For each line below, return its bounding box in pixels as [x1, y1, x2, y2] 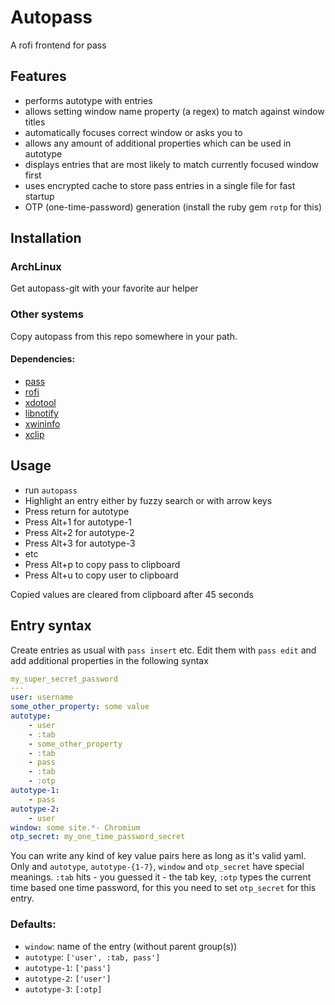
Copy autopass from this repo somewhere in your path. [10, 330, 238, 342]
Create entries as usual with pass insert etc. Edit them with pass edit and [10, 644, 317, 656]
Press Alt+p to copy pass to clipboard [24, 558, 181, 570]
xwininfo [24, 417, 61, 430]
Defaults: [10, 917, 57, 931]
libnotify [24, 407, 59, 419]
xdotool [24, 396, 57, 408]
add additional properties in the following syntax [10, 654, 209, 666]
